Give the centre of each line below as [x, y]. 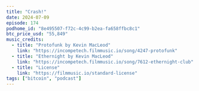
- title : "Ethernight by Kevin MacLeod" [62, 56]
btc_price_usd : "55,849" [37, 34]
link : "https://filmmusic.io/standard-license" [77, 73]
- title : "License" [36, 67]
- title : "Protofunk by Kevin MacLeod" [61, 45]
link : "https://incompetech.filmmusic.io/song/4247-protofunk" [97, 51]
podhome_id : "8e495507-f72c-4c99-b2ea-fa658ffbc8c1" [73, 28]
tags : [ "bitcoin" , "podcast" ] [44, 78]
